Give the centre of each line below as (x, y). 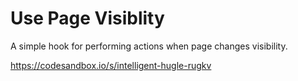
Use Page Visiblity (87, 18)
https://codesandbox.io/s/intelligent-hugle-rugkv (111, 65)
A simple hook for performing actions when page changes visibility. (149, 46)
